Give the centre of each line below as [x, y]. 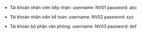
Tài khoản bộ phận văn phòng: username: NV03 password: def [73, 26]
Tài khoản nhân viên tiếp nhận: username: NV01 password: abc [73, 8]
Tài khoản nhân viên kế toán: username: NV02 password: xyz [71, 17]
